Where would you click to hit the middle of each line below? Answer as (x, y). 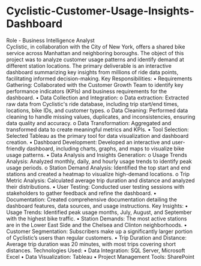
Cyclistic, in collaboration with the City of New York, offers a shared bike (96, 47)
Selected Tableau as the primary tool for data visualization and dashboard (97, 135)
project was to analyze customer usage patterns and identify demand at (95, 59)
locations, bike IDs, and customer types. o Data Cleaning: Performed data (97, 110)
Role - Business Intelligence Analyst (50, 40)
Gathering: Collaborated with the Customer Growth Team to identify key (95, 84)
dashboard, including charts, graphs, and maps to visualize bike (106, 149)
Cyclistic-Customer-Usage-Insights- (100, 11)
